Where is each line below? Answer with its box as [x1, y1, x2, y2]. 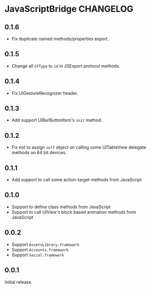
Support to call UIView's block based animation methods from [11, 209, 136, 215]
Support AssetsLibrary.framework [11, 241, 80, 247]
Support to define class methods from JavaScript [11, 204, 111, 210]
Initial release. [4, 279, 33, 285]
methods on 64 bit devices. [11, 150, 67, 156]
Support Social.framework [11, 252, 64, 258]
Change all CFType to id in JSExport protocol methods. [11, 63, 120, 69]
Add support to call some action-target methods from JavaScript [11, 177, 142, 183]
